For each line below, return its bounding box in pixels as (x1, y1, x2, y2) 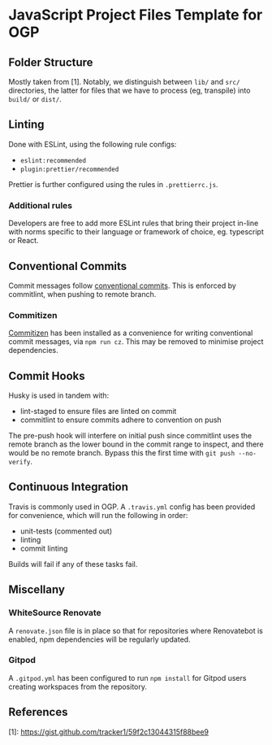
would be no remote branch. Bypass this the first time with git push (8, 448, 235, 458)
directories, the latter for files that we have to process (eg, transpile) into (8, 85, 251, 95)
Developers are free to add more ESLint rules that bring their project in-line (8, 218, 259, 229)
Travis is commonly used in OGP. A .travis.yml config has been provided (8, 502, 256, 512)
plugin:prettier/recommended (19, 165, 119, 173)
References (8, 705, 68, 719)
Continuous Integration (8, 480, 128, 494)
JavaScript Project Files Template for (8, 6, 263, 24)
